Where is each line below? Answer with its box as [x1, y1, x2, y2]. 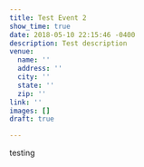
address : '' [17, 64, 63, 74]
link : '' [9, 97, 43, 107]
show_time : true [9, 22, 71, 31]
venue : [9, 47, 34, 56]
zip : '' [17, 89, 47, 98]
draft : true [9, 114, 54, 123]
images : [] [9, 106, 51, 115]
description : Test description [9, 38, 128, 48]
